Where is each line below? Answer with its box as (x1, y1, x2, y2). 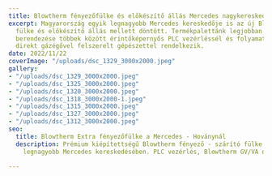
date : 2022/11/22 (8, 49, 67, 58)
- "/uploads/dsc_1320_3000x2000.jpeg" (8, 87, 139, 96)
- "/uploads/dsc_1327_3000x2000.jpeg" (8, 110, 139, 118)
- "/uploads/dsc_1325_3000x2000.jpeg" (8, 79, 139, 88)
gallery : (8, 65, 38, 73)
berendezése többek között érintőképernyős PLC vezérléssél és (15, 34, 233, 43)
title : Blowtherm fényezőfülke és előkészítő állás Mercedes (8, 11, 219, 20)
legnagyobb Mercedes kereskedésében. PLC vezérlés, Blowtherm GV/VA (23, 148, 259, 156)
